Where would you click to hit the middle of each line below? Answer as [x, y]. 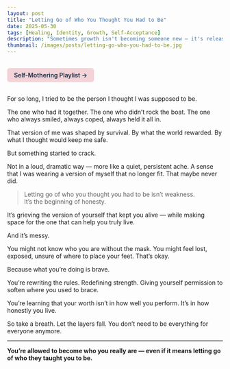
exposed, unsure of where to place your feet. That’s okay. [88, 256]
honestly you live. [32, 310]
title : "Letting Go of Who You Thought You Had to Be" [87, 20]
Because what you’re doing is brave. [59, 269]
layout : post [26, 13]
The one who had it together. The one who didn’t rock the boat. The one [109, 112]
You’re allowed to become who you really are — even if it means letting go [114, 351]
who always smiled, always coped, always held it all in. [85, 119]
